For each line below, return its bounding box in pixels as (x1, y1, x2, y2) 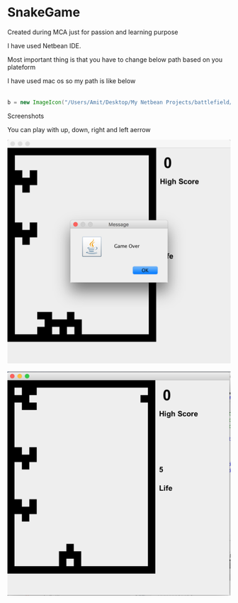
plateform (7, 63, 36, 71)
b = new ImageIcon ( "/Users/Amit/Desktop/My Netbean (7, 99, 163, 106)
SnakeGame (7, 4, 80, 21)
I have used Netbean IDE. (7, 41, 81, 50)
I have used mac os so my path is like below (7, 76, 136, 85)
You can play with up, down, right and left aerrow (7, 125, 151, 134)
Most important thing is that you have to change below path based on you (7, 55, 223, 64)
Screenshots (7, 112, 45, 120)
